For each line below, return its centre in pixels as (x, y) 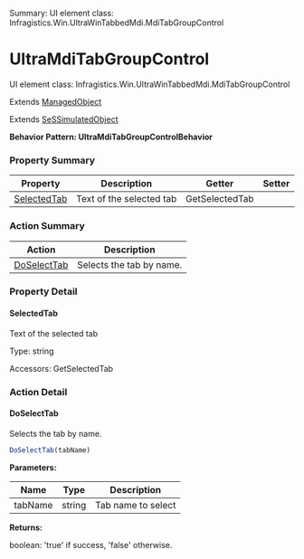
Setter (276, 184)
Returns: (26, 527)
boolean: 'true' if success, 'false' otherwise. (91, 545)
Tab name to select (135, 505)
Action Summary (47, 226)
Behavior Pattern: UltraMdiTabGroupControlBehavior (111, 137)
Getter (220, 184)
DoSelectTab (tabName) (50, 450)
